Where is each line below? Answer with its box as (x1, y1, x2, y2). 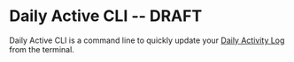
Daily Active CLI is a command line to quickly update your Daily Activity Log (9, 35, 285, 45)
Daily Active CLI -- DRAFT (9, 6, 203, 26)
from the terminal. (9, 44, 75, 54)
